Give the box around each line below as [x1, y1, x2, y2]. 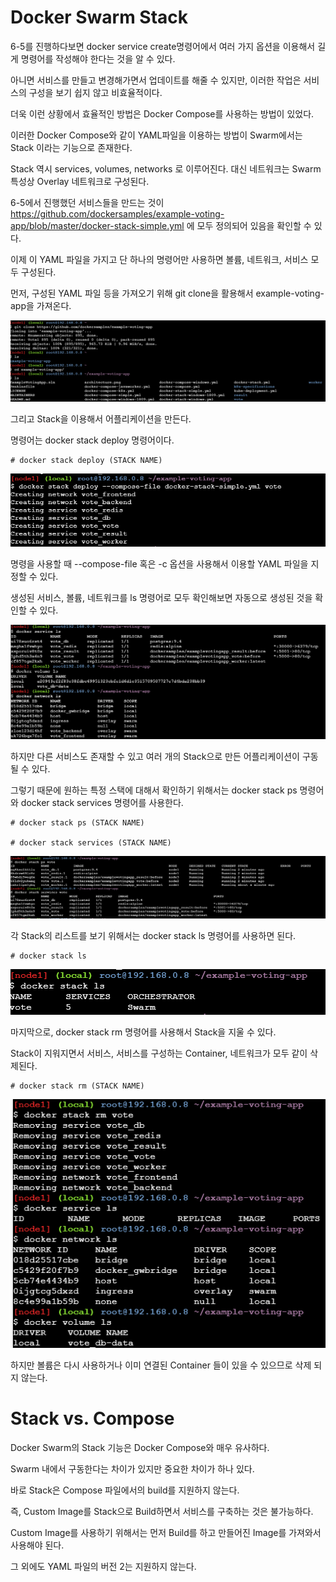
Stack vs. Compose [10, 1407, 175, 1430]
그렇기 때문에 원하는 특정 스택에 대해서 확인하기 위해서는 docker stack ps [10, 784, 298, 796]
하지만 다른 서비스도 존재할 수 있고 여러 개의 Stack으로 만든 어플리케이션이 [10, 750, 300, 762]
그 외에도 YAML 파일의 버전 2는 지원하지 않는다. [10, 1561, 197, 1573]
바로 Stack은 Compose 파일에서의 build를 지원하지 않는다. [10, 1484, 240, 1496]
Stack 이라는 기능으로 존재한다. [10, 141, 133, 153]
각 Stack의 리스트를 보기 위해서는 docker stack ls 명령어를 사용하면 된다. [10, 930, 297, 942]
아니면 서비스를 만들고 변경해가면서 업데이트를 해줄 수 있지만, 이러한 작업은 [10, 74, 302, 86]
